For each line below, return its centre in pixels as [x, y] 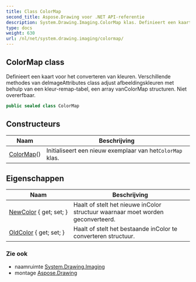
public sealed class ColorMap [43, 106]
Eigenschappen [35, 178]
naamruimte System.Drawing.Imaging [60, 266]
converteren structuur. [104, 236]
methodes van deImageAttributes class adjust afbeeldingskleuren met [90, 82]
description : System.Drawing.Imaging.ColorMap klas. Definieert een [91, 22]
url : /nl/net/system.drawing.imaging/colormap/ [65, 39]
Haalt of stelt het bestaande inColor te [125, 229]
